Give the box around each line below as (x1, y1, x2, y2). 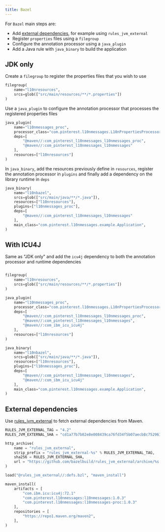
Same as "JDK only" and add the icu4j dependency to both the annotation (5, 254, 156, 260)
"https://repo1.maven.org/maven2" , (23, 514, 96, 519)
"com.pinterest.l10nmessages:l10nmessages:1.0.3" (23, 496, 126, 500)
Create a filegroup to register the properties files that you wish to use (5, 73, 146, 79)
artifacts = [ (14, 486, 43, 491)
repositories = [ (14, 509, 50, 514)
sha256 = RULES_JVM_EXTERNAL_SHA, (14, 455, 84, 460)
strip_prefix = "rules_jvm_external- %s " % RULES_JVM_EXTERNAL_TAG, (14, 450, 155, 455)
